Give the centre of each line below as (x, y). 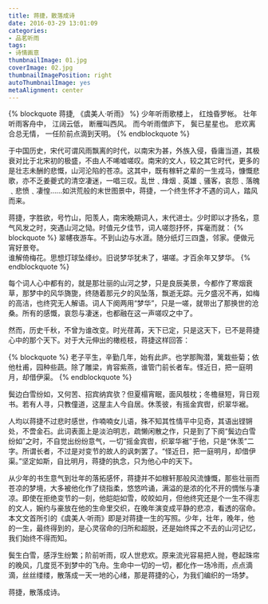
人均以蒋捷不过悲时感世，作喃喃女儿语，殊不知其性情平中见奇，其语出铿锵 (130, 422)
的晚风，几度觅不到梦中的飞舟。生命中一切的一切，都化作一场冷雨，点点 (127, 566)
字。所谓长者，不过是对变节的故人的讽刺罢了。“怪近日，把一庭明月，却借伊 (132, 451)
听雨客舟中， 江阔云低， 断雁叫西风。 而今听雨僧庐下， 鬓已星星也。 (120, 124)
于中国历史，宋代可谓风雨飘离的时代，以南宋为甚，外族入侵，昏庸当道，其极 (134, 151)
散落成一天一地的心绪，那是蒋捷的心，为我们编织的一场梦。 (155, 575)
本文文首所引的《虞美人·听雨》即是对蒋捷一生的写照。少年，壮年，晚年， (128, 518)
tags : (17, 46)
